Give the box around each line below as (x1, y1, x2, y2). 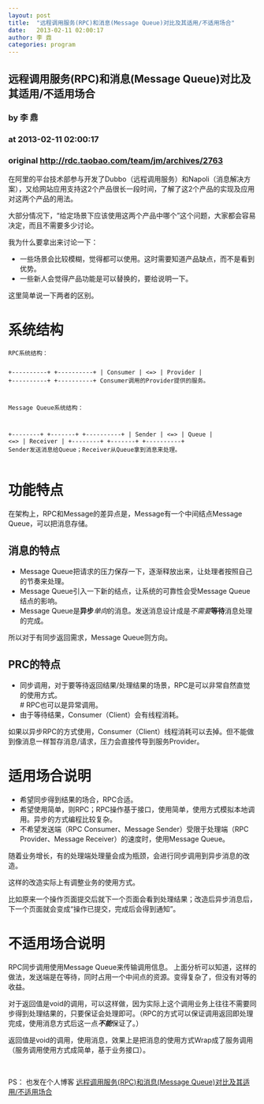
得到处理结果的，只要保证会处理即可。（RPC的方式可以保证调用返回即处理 (14, 1009, 254, 1018)
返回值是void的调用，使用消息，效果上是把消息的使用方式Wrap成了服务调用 (8, 1035, 254, 1045)
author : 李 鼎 (8, 33, 53, 42)
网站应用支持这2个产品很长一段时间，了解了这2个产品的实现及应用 (39, 184, 255, 193)
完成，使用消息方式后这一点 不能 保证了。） (8, 1018, 143, 1028)
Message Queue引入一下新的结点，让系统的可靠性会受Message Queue (19, 586, 251, 595)
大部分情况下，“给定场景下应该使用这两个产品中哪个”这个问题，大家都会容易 (8, 211, 256, 220)
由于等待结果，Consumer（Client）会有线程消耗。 (19, 710, 184, 719)
